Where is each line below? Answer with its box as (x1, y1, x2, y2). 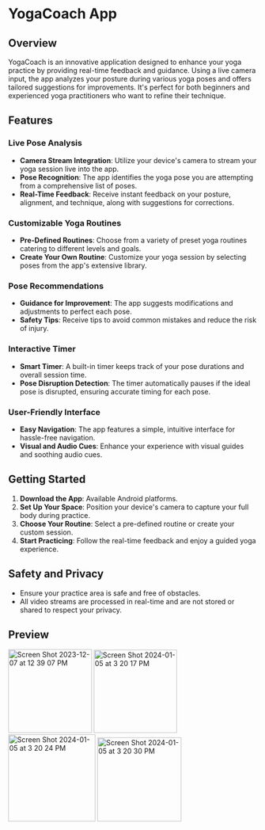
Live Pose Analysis (8, 138, 83, 149)
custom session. (19, 527, 74, 537)
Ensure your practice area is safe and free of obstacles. (19, 588, 201, 598)
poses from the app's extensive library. (19, 261, 148, 270)
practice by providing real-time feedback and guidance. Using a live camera (8, 66, 256, 75)
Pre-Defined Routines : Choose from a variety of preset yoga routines (19, 235, 248, 245)
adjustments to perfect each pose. (19, 306, 132, 317)
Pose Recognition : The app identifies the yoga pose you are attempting (19, 172, 254, 182)
